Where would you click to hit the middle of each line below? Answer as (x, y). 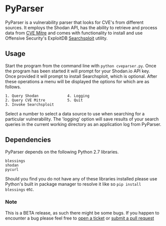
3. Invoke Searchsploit (30, 105)
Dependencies (28, 140)
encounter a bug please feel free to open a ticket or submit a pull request (80, 218)
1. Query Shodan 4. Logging (48, 96)
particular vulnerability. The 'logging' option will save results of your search (82, 119)
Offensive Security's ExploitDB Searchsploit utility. (56, 38)
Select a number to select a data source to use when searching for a (75, 113)
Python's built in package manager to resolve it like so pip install (73, 184)
